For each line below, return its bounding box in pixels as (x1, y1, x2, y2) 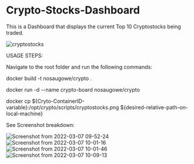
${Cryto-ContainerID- (32, 98, 85, 105)
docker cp (6, 98, 31, 105)
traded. (6, 29, 24, 36)
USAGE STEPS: (6, 52, 43, 59)
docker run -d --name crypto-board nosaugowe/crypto (6, 86, 140, 93)
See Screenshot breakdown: (6, 121, 75, 128)
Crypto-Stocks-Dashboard (6, 4, 140, 17)
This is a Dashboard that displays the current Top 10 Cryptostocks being (6, 23, 181, 30)
